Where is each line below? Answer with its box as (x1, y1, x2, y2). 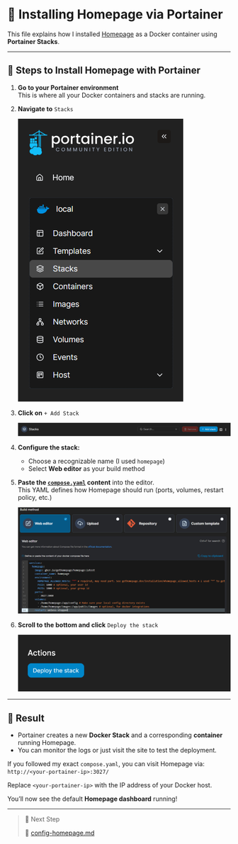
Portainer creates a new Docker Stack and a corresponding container (17, 731, 223, 739)
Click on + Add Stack (17, 409, 79, 417)
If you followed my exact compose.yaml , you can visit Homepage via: (7, 760, 205, 768)
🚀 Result (7, 712, 45, 724)
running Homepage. (17, 738, 76, 747)
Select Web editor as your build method (28, 464, 145, 473)
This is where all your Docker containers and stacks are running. (17, 91, 206, 99)
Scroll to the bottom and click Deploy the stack (17, 620, 159, 629)
